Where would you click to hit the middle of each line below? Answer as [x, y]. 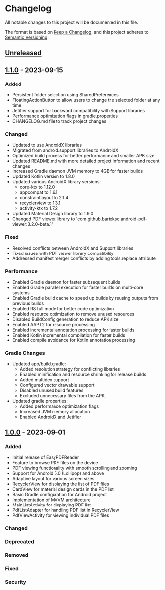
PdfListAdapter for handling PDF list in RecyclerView [66, 510]
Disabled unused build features [52, 390]
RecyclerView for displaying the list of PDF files [60, 484]
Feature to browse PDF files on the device [55, 462]
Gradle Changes [25, 353]
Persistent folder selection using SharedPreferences [65, 95]
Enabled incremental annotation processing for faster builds [73, 330]
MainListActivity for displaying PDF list [52, 505]
